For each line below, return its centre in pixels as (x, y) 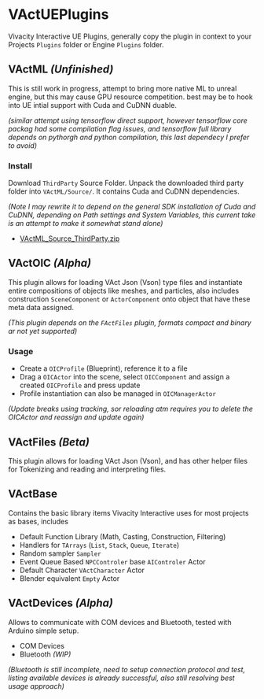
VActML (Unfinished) (61, 70)
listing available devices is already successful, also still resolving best (121, 678)
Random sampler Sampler (60, 553)
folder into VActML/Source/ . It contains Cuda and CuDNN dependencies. (124, 191)
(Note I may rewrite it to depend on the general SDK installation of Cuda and (132, 207)
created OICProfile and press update (80, 385)
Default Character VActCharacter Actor (82, 570)
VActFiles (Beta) (49, 442)
